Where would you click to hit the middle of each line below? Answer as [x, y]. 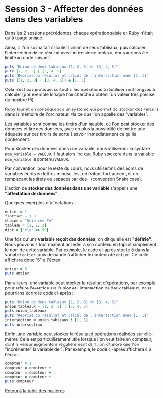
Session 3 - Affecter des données [74, 9]
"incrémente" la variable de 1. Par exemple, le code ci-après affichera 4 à [78, 349]
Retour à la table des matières [35, 391]
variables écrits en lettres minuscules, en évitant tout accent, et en [72, 174]
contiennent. [18, 139]
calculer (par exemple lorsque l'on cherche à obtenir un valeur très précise [80, 95]
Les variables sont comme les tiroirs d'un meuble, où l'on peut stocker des [80, 124]
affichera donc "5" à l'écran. [33, 260]
